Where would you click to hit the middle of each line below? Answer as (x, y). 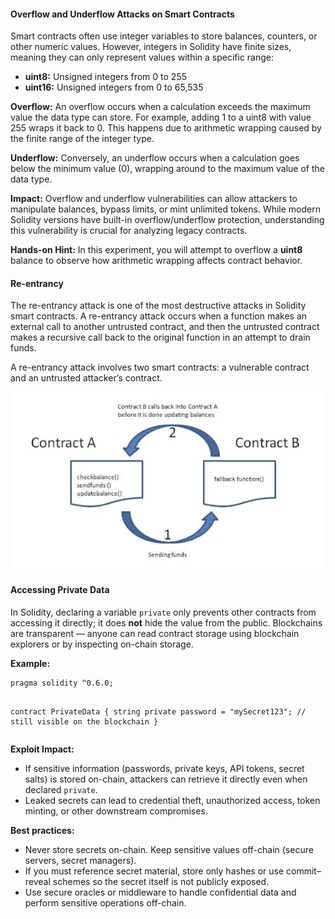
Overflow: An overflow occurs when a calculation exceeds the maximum (160, 107)
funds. (23, 348)
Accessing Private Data (60, 590)
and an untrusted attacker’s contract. (86, 378)
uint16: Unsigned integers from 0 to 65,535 (114, 87)
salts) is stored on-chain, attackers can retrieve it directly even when (166, 779)
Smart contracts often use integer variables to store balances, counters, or (164, 36)
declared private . (61, 789)
